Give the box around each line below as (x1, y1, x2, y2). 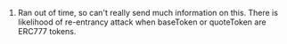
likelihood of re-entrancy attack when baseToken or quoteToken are (17, 17, 266, 27)
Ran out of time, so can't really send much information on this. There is (17, 8, 279, 18)
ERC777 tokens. (17, 26, 77, 36)
